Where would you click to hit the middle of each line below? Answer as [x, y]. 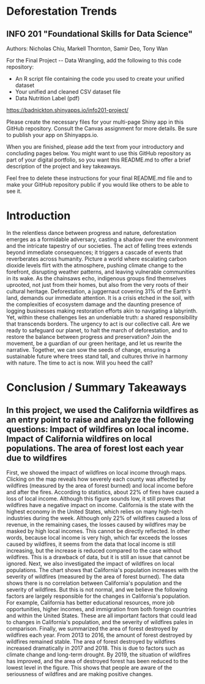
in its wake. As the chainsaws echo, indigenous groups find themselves [96, 278]
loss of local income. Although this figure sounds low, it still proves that [96, 498]
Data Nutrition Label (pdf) [47, 98]
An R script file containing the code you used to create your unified [100, 79]
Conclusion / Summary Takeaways [97, 388]
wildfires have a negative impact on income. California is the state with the [100, 505]
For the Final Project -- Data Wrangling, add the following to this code [94, 60]
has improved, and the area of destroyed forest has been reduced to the [97, 661]
